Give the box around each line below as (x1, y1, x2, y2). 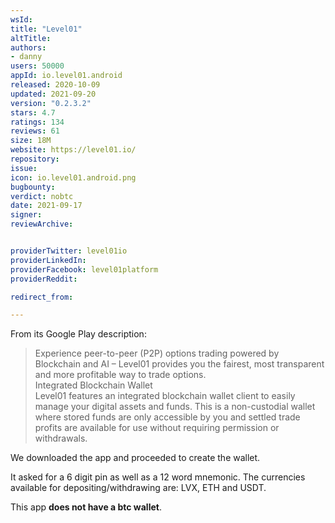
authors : (10, 42, 47, 53)
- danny (10, 52, 43, 62)
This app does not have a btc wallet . (10, 501, 162, 513)
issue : (10, 163, 38, 173)
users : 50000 (10, 61, 65, 71)
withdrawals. (34, 432, 88, 445)
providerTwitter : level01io (10, 246, 128, 256)
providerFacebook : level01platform (10, 264, 159, 275)
